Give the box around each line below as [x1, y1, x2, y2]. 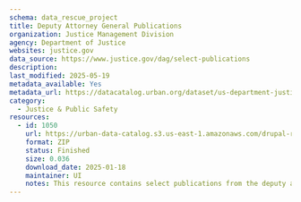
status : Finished [25, 146, 90, 155]
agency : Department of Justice [9, 38, 126, 47]
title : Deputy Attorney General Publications [9, 21, 182, 30]
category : [9, 96, 47, 105]
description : [9, 63, 58, 72]
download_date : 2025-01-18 [25, 163, 126, 172]
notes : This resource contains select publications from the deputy [25, 180, 287, 189]
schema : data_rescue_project [9, 13, 118, 22]
